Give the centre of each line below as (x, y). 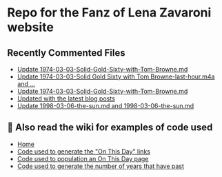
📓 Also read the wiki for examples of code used (110, 128)
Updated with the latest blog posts (66, 98)
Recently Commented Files (66, 53)
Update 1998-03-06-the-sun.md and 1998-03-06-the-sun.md (105, 106)
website (30, 27)
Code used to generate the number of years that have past (101, 166)
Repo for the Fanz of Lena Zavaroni (109, 13)
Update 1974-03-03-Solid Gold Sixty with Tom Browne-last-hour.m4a (116, 76)
